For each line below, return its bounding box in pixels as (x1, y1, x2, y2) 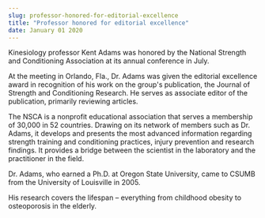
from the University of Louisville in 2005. (8, 178, 141, 187)
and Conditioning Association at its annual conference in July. (8, 56, 210, 66)
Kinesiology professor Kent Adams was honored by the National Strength (8, 48, 247, 58)
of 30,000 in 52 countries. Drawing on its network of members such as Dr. (8, 120, 251, 130)
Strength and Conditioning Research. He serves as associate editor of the (8, 88, 248, 98)
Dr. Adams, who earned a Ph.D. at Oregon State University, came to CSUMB (8, 169, 256, 179)
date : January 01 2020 (8, 26, 83, 34)
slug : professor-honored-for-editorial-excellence (8, 11, 179, 20)
